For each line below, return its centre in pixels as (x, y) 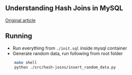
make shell (26, 62)
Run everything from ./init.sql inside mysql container (70, 48)
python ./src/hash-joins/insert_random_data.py (65, 67)
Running (19, 36)
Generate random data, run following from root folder (68, 53)
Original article (20, 20)
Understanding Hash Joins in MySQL (64, 8)
